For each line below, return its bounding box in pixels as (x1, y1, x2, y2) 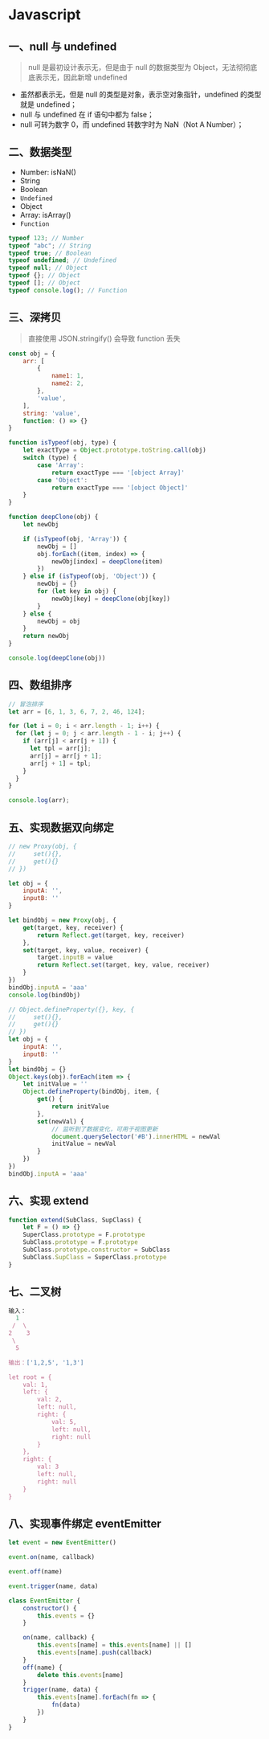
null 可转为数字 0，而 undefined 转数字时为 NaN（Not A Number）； (19, 120, 244, 129)
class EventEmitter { (8, 1597, 81, 1605)
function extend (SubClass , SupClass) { (8, 1216, 142, 1224)
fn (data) (51, 1701, 81, 1709)
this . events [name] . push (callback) (37, 1649, 153, 1657)
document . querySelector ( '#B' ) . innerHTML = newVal (51, 1132, 221, 1140)
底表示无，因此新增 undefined (27, 72, 128, 82)
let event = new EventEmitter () (8, 1539, 116, 1547)
